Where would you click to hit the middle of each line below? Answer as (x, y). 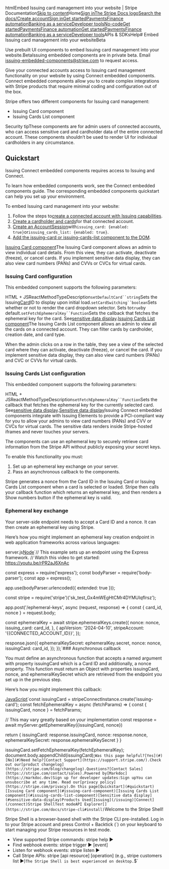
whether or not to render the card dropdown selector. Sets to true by (76, 308)
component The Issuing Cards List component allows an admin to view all (81, 324)
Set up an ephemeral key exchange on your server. (66, 466)
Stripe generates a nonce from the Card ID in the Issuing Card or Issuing (80, 481)
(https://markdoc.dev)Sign (34, 778)
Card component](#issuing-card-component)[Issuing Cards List (92, 791)
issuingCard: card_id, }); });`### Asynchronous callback (63, 648)
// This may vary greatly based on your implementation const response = (81, 720)
